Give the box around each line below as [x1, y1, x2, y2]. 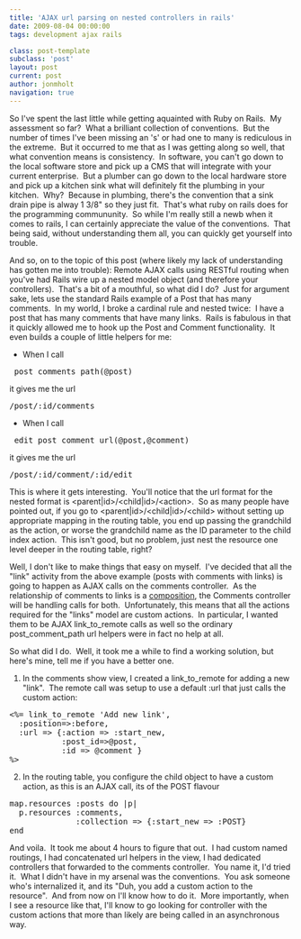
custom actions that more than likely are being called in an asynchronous [9, 909, 280, 920]
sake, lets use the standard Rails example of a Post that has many [9, 293, 252, 304]
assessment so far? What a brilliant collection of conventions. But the [9, 123, 270, 133]
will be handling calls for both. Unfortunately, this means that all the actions [9, 599, 290, 610]
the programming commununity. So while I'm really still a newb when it [9, 208, 273, 219]
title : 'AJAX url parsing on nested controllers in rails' [9, 13, 235, 23]
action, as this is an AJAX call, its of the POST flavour [22, 780, 220, 791]
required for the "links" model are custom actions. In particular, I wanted [9, 609, 279, 620]
